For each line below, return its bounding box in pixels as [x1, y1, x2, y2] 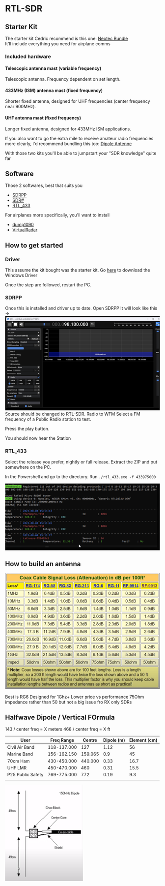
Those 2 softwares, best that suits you [5, 183, 82, 188]
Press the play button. [5, 426, 50, 432]
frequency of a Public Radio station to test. [5, 416, 91, 422]
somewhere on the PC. [5, 464, 52, 470]
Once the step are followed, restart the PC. [5, 282, 92, 288]
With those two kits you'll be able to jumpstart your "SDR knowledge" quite [5, 150, 157, 156]
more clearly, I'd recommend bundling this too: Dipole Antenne [5, 141, 132, 147]
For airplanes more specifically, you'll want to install [5, 212, 110, 218]
